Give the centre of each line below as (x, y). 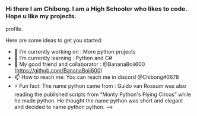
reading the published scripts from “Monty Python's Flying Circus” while (102, 95)
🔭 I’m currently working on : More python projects (75, 52)
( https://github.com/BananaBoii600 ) (58, 71)
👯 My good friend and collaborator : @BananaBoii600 (80, 64)
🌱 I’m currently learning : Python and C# (63, 58)
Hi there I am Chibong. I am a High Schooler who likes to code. (96, 9)
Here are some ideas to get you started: (54, 41)
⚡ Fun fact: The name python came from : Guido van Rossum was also (100, 86)
